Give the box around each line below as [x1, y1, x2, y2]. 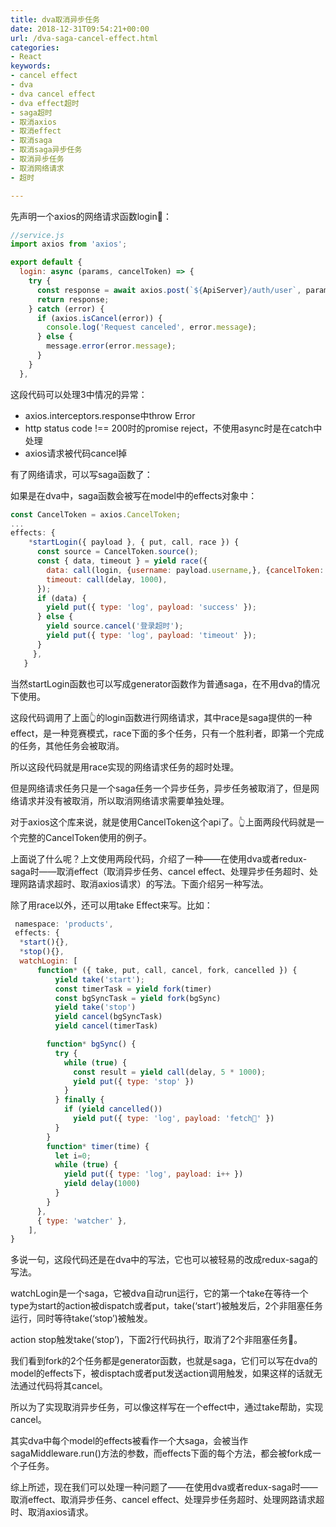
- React [10, 52, 43, 62]
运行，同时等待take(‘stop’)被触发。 [10, 1312, 153, 1325]
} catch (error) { [28, 304, 105, 314]
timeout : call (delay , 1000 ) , [46, 574, 168, 585]
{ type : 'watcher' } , [36, 1216, 128, 1226]
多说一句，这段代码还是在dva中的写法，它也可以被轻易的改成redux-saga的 [10, 1254, 318, 1266]
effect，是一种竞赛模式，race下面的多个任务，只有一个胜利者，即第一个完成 [10, 727, 325, 739]
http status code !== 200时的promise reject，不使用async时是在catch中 [24, 422, 323, 434]
